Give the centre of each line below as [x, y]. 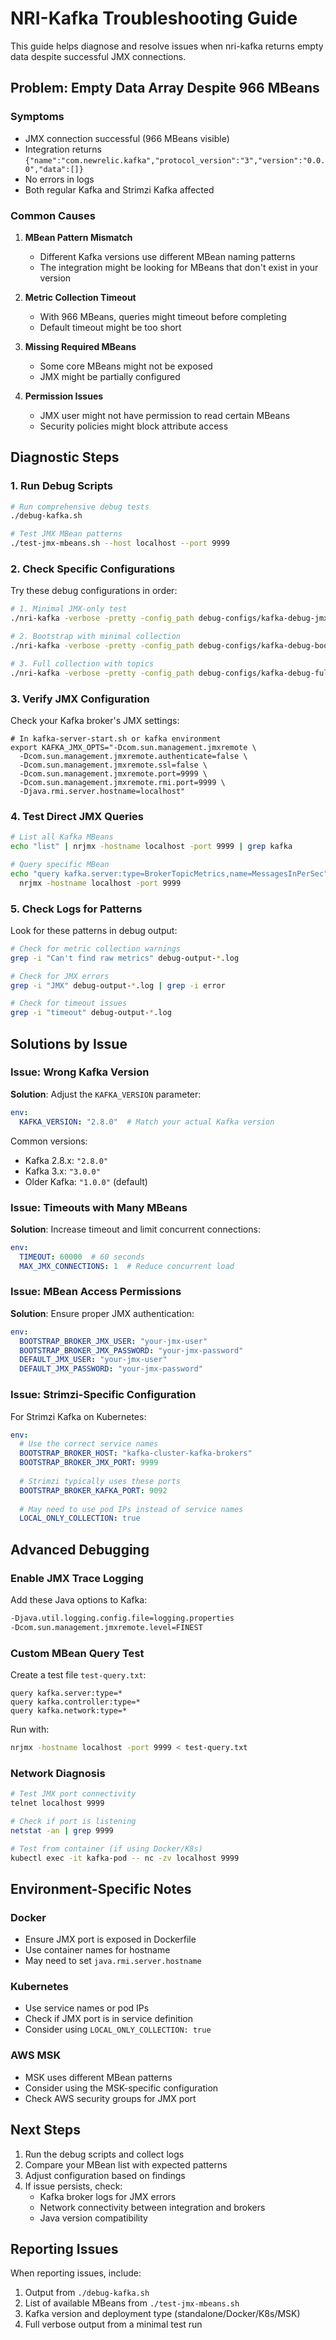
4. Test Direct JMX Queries [77, 816]
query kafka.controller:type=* [75, 1702]
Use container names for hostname [97, 1950]
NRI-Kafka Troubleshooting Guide [154, 18]
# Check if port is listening [73, 1821]
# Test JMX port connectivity [73, 1794]
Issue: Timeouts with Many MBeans [99, 1207]
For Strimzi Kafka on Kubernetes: [78, 1416]
